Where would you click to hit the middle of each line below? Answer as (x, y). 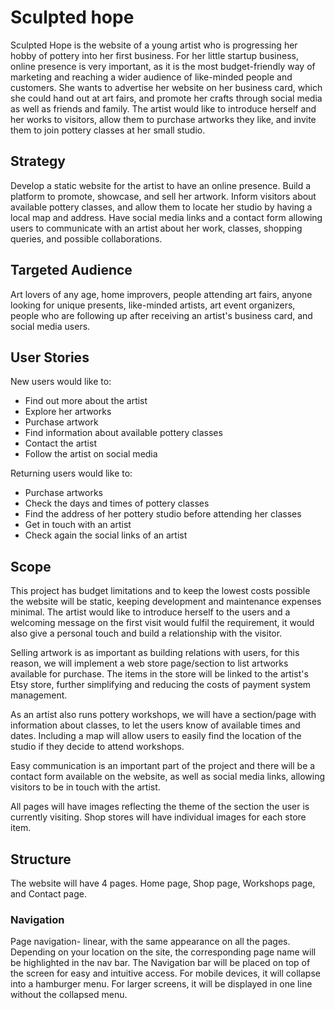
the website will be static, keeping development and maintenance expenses (166, 602)
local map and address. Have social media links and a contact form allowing (166, 217)
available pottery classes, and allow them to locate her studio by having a (161, 207)
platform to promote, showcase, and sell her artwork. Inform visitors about (163, 196)
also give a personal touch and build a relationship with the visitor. (146, 633)
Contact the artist (60, 443)
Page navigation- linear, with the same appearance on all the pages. (150, 942)
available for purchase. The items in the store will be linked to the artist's (159, 674)
